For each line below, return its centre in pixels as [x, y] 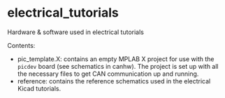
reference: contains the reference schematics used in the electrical [114, 81]
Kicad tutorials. [39, 88]
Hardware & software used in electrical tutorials [76, 32]
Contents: [21, 45]
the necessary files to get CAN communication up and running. [108, 74]
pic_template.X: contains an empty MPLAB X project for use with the [116, 59]
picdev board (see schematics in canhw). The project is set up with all [118, 66]
